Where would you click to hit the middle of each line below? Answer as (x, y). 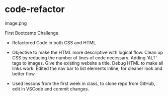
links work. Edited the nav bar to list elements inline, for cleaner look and (87, 68)
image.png (16, 23)
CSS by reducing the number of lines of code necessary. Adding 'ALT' (85, 58)
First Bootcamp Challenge (32, 33)
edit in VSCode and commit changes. (51, 88)
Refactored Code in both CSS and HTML (54, 42)
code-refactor (35, 9)
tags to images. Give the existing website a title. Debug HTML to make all (88, 63)
